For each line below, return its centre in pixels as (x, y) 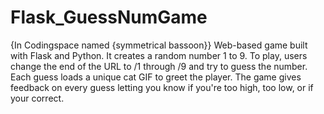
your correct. (37, 98)
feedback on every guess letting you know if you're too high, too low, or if (162, 87)
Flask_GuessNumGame (109, 17)
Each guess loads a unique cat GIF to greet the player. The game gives (156, 77)
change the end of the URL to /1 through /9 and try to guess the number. (159, 66)
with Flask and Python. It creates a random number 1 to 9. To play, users (159, 55)
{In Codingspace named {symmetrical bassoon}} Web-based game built (159, 45)
